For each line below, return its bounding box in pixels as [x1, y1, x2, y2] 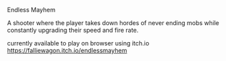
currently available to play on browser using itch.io [7, 39, 149, 47]
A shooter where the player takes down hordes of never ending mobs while [7, 19, 220, 26]
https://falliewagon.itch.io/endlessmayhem [7, 47, 127, 54]
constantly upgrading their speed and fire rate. [7, 26, 139, 34]
